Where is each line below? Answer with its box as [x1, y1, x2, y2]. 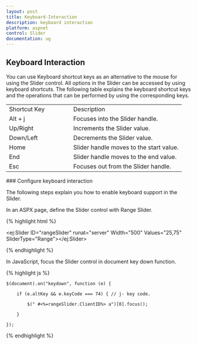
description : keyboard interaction [6, 19, 93, 25]
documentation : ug [6, 36, 51, 42]
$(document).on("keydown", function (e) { [6, 280, 111, 286]
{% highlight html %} [6, 218, 57, 225]
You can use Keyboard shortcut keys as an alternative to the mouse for [6, 73, 178, 80]
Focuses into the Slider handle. [73, 114, 158, 123]
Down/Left [9, 133, 38, 141]
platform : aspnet [6, 25, 49, 31]
